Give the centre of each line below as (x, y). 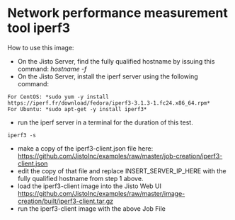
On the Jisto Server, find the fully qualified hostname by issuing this (116, 61)
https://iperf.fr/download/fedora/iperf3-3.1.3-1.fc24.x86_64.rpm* (109, 103)
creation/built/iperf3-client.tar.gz (65, 201)
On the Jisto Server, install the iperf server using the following (108, 76)
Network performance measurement (117, 13)
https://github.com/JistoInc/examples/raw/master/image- (101, 193)
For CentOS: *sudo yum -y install (58, 97)
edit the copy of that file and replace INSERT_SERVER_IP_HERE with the (122, 170)
